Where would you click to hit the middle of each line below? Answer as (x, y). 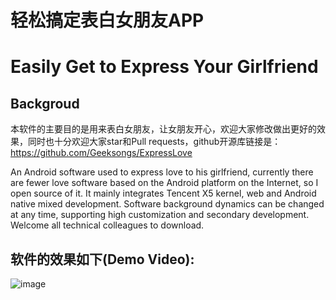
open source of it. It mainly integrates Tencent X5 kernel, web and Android (163, 193)
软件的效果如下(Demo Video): (102, 259)
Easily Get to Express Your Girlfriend (164, 67)
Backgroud (45, 103)
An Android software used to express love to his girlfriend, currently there (162, 172)
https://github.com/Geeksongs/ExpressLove (101, 153)
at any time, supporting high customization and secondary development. (160, 215)
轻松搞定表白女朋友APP (107, 20)
